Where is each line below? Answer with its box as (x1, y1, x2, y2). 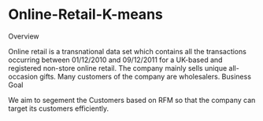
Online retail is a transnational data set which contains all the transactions (8, 46, 246, 56)
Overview (8, 31, 39, 41)
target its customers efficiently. (8, 104, 109, 113)
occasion (8, 71, 38, 81)
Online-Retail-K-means (8, 5, 163, 24)
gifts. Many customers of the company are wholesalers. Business (39, 71, 252, 81)
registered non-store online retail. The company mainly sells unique (8, 63, 228, 72)
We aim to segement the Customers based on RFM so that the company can (8, 95, 256, 104)
